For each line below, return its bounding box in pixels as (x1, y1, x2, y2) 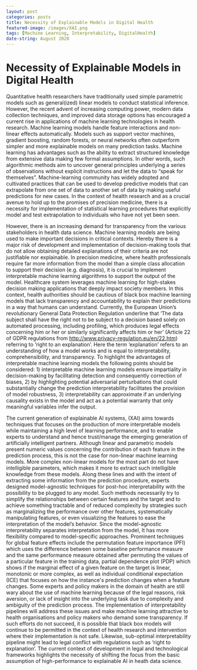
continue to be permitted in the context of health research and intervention (6, 626, 186, 633)
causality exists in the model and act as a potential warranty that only (6, 397, 174, 404)
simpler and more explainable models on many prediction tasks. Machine (6, 142, 183, 149)
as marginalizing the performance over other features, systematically (6, 508, 173, 515)
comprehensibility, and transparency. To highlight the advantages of (6, 353, 171, 360)
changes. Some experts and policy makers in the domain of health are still (6, 583, 185, 590)
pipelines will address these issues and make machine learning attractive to (6, 607, 189, 614)
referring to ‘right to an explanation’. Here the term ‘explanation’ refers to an (6, 341, 188, 348)
